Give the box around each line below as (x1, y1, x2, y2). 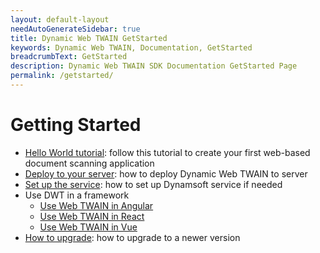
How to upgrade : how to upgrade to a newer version (24, 231, 241, 243)
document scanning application (24, 157, 155, 169)
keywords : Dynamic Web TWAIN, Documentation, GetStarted (10, 42, 253, 53)
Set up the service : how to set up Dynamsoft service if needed (24, 178, 283, 190)
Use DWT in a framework (24, 189, 130, 201)
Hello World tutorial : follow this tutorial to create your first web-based (24, 146, 311, 158)
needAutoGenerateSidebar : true (10, 24, 141, 34)
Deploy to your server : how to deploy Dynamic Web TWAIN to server (24, 167, 308, 180)
